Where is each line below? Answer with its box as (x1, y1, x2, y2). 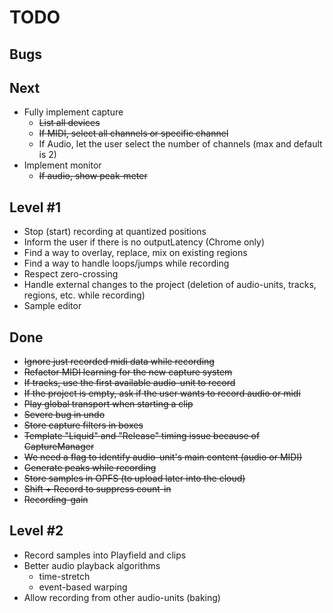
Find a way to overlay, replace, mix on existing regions (23, 247, 248, 259)
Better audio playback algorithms (23, 559, 161, 571)
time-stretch (38, 570, 91, 582)
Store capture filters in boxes (23, 419, 144, 431)
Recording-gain (23, 494, 89, 506)
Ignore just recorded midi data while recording (23, 356, 215, 368)
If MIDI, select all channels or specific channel (38, 127, 229, 140)
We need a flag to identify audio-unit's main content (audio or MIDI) (23, 451, 303, 463)
